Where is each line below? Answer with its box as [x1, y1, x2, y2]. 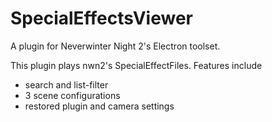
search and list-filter [24, 78, 109, 91]
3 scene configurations [24, 89, 121, 101]
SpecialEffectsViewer [10, 7, 194, 30]
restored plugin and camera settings [24, 100, 175, 112]
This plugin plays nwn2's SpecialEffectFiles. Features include [10, 59, 263, 71]
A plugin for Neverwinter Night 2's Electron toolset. [10, 40, 221, 52]
